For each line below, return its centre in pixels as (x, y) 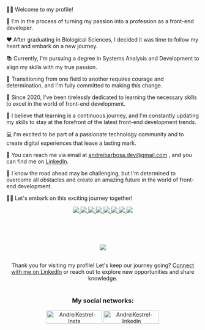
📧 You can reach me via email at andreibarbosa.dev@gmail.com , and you (99, 155)
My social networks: (103, 301)
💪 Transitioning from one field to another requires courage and (85, 79)
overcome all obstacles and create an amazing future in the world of (92, 180)
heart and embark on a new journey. (52, 46)
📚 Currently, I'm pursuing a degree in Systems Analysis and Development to (103, 58)
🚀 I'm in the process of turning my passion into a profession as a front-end (100, 21)
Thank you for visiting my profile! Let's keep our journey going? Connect (103, 265)
